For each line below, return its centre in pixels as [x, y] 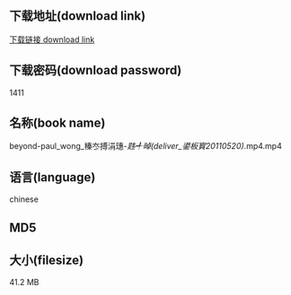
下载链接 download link [52, 39]
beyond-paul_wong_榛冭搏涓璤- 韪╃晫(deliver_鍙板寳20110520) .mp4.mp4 [146, 146]
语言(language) [53, 177]
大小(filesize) [46, 260]
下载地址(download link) [78, 16]
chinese [24, 199]
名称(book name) [57, 123]
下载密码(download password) [96, 70]
